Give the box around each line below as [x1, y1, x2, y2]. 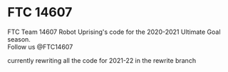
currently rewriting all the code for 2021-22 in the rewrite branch [7, 56, 197, 64]
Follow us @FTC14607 [7, 42, 73, 51]
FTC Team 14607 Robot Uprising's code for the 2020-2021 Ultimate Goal [7, 28, 221, 36]
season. [7, 35, 31, 43]
